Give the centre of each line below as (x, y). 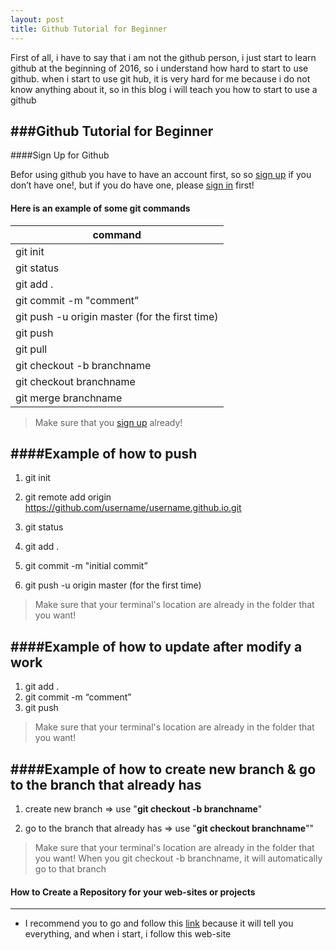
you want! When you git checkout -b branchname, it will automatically (178, 858)
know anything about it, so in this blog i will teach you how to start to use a (164, 89)
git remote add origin (68, 497)
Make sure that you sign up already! (108, 422)
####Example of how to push (104, 453)
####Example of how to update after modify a (156, 646)
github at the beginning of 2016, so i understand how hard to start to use (159, 68)
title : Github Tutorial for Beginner (89, 29)
